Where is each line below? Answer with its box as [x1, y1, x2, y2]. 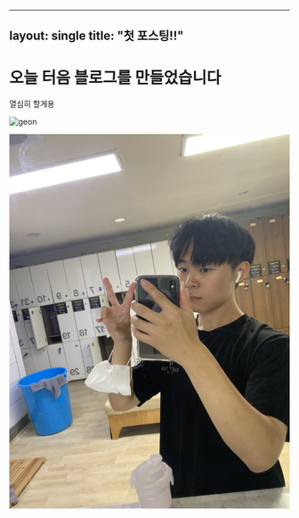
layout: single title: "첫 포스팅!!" [9, 29, 184, 44]
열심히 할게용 [9, 99, 55, 110]
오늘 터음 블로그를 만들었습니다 [9, 68, 222, 87]
